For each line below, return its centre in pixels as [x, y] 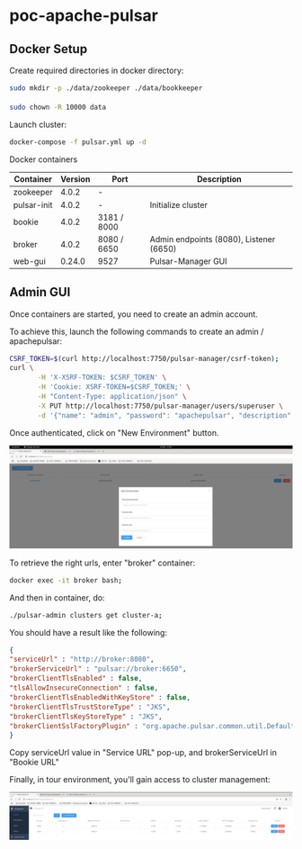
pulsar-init [33, 204]
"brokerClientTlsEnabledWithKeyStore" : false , [100, 697]
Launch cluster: [38, 124]
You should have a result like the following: [89, 632]
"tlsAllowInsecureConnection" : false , [84, 688]
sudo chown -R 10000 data [58, 107]
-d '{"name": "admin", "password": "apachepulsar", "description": [166, 415]
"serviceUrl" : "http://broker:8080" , [82, 659]
